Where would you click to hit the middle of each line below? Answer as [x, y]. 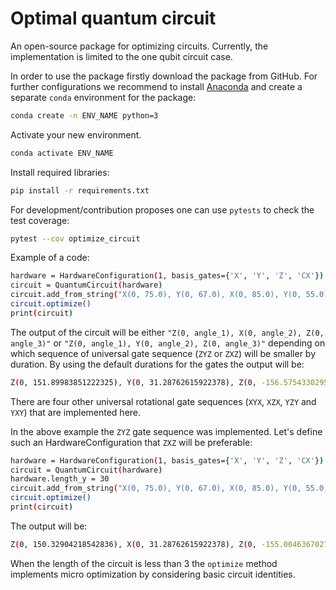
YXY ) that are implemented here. [76, 412]
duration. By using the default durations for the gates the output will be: [157, 364]
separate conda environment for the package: [103, 97]
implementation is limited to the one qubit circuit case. [121, 56]
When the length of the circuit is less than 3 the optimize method [144, 563]
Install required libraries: [60, 172]
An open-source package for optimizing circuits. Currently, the [139, 46]
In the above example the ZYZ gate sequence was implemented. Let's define [166, 431]
